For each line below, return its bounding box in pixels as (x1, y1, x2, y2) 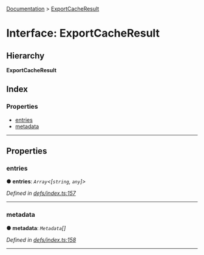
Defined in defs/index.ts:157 (6, 189, 76, 197)
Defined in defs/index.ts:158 (6, 236, 76, 243)
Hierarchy (6, 50, 45, 61)
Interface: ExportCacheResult (6, 27, 160, 40)
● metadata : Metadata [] (6, 224, 66, 231)
